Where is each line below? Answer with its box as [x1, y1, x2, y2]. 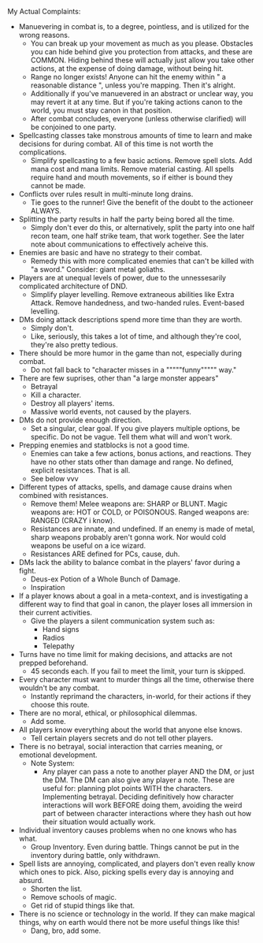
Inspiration [30, 583, 65, 592]
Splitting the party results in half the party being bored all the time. [18, 214, 235, 224]
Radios [42, 633, 65, 642]
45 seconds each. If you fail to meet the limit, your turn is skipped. [30, 666, 246, 676]
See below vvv [30, 474, 80, 483]
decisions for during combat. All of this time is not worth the [18, 139, 213, 148]
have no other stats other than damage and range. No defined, [30, 457, 234, 466]
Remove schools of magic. [30, 893, 117, 901]
